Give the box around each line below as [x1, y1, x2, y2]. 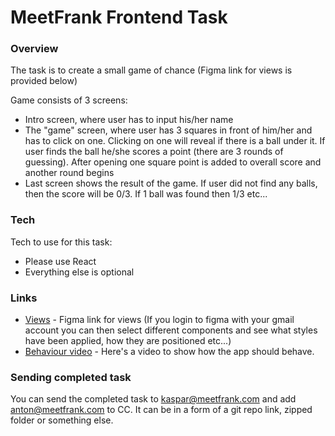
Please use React [24, 255, 97, 267]
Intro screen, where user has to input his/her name [24, 114, 234, 126]
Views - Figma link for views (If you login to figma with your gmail [24, 314, 295, 326]
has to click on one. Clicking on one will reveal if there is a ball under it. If [24, 135, 326, 147]
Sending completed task [10, 371, 132, 384]
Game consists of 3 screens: [10, 94, 128, 106]
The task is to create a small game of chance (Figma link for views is [10, 64, 293, 76]
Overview [10, 42, 59, 56]
